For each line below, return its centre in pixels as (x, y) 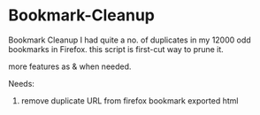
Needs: (21, 83)
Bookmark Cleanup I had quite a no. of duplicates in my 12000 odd (130, 40)
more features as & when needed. (70, 66)
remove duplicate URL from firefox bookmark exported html (130, 100)
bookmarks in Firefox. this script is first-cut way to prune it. (116, 49)
